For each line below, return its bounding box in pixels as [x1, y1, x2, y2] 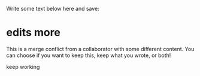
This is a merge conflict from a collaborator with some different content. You [6, 45, 195, 52]
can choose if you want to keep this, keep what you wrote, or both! [6, 52, 171, 59]
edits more [6, 26, 61, 39]
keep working [6, 63, 40, 70]
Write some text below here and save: [6, 5, 100, 12]
